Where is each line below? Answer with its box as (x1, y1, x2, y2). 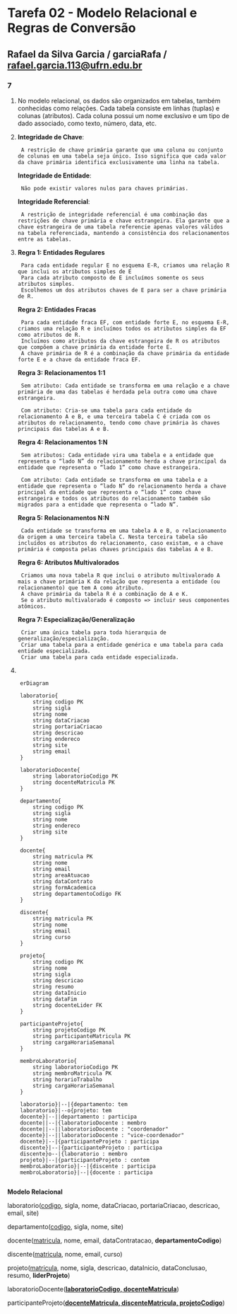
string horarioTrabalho (32, 1076, 102, 1083)
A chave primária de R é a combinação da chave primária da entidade (20, 350, 230, 357)
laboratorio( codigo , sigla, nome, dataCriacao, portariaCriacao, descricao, (7, 1201, 220, 1209)
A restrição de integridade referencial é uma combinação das (20, 211, 208, 218)
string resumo (32, 983, 74, 990)
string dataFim (32, 996, 78, 1003)
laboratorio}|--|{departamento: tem (20, 1100, 128, 1108)
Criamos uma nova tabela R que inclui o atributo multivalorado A (20, 572, 220, 579)
